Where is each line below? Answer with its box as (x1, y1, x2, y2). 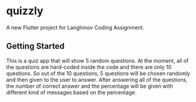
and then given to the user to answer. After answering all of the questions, (6, 76, 188, 83)
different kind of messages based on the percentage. (6, 88, 137, 96)
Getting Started (6, 41, 65, 51)
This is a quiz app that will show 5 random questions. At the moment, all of (6, 57, 189, 64)
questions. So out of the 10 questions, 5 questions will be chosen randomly (6, 70, 191, 77)
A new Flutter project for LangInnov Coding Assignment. (6, 24, 145, 31)
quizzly (6, 4, 43, 18)
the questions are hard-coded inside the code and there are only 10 (6, 63, 172, 70)
